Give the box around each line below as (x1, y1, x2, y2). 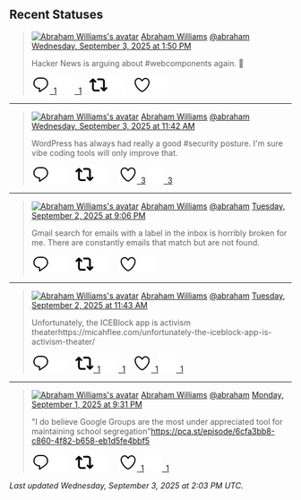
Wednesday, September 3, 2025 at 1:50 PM (30, 40, 192, 51)
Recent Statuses (9, 7, 104, 22)
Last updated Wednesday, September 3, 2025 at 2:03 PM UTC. (9, 479, 244, 491)
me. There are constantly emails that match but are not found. (30, 237, 260, 247)
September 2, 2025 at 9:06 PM (30, 210, 146, 220)
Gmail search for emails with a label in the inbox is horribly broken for (30, 228, 288, 238)
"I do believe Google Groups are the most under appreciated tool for (30, 416, 283, 427)
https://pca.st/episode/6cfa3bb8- (150, 426, 275, 436)
